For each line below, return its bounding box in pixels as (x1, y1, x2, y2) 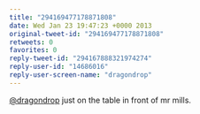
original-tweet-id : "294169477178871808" (9, 29, 165, 38)
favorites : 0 (9, 46, 58, 55)
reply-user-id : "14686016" (9, 63, 109, 72)
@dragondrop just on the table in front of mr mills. (9, 95, 192, 105)
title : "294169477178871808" (9, 12, 117, 22)
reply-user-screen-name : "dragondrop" (9, 71, 152, 80)
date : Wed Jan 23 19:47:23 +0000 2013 (9, 21, 152, 30)
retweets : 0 (9, 37, 53, 47)
